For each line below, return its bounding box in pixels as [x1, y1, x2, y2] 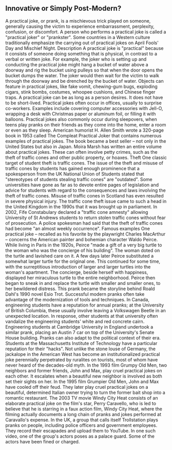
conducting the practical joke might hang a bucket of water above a [5, 61, 148, 67]
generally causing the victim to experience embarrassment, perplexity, [5, 23, 155, 29]
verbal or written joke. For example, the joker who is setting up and [5, 56, 147, 62]
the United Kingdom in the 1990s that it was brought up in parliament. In [5, 203, 158, 210]
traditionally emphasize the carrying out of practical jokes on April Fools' [5, 40, 159, 46]
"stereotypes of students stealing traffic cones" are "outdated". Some [5, 176, 152, 182]
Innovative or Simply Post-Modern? [5, 4, 122, 13]
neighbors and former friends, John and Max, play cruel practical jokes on [5, 367, 162, 373]
